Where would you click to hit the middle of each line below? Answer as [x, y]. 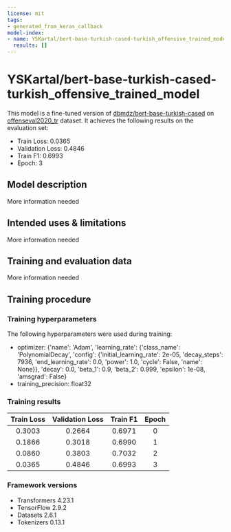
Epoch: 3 [30, 163]
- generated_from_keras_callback [55, 26]
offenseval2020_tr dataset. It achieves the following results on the [100, 120]
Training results [34, 401]
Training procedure [49, 299]
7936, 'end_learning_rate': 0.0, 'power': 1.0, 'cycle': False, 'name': [110, 362]
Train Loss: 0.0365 [44, 141]
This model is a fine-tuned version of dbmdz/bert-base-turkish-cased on [111, 113]
